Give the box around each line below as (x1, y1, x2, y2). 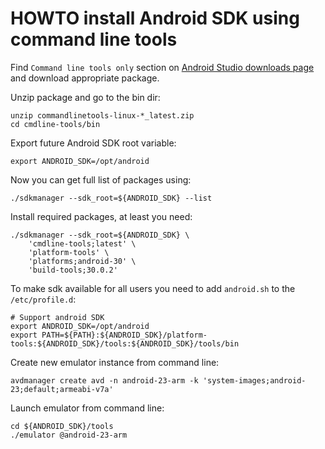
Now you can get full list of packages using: (10, 173, 192, 186)
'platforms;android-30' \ (28, 256, 137, 266)
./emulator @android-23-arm (10, 430, 128, 440)
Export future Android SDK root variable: (10, 137, 177, 149)
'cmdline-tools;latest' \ (28, 238, 137, 249)
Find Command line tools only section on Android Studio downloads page (10, 61, 315, 73)
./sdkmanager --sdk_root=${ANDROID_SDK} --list (10, 193, 213, 203)
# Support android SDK (10, 312, 105, 322)
